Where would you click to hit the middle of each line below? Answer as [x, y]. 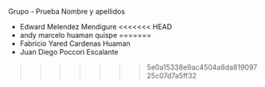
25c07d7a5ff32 [172, 76]
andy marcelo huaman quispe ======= [86, 35]
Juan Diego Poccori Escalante [69, 52]
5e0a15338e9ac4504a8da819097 [202, 67]
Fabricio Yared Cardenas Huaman [75, 43]
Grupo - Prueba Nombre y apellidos [67, 11]
